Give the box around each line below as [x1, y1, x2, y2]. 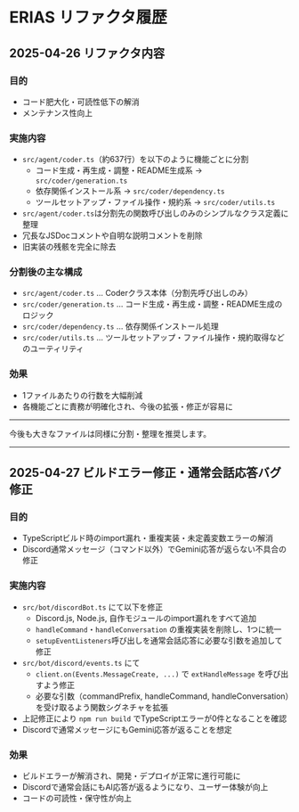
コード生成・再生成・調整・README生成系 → [35, 165, 203, 176]
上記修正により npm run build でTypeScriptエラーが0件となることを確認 [21, 713, 287, 724]
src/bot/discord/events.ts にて [21, 657, 141, 668]
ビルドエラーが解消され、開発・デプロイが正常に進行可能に [21, 771, 241, 782]
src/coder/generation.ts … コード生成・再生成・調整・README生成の [21, 299, 283, 309]
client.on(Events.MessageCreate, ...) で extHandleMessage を [35, 668, 265, 679]
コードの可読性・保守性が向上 [21, 793, 132, 804]
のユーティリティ [21, 343, 85, 354]
